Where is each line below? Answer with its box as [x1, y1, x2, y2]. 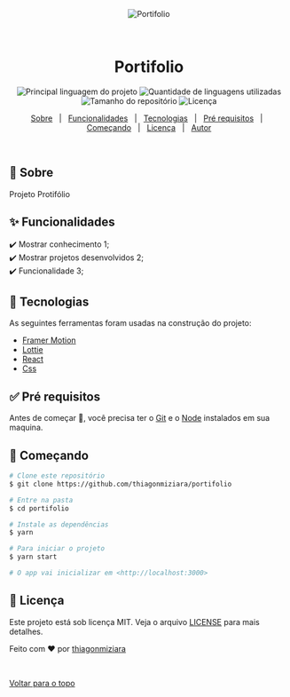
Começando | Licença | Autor [86, 122, 212, 132]
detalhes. [9, 626, 43, 637]
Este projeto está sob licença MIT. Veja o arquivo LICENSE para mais [9, 616, 260, 627]
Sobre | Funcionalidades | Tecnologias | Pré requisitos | [30, 113, 263, 123]
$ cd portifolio [9, 503, 69, 513]
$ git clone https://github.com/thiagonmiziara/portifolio [9, 479, 232, 488]
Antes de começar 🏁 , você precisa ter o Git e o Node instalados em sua [9, 413, 270, 424]
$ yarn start [9, 552, 58, 562]
